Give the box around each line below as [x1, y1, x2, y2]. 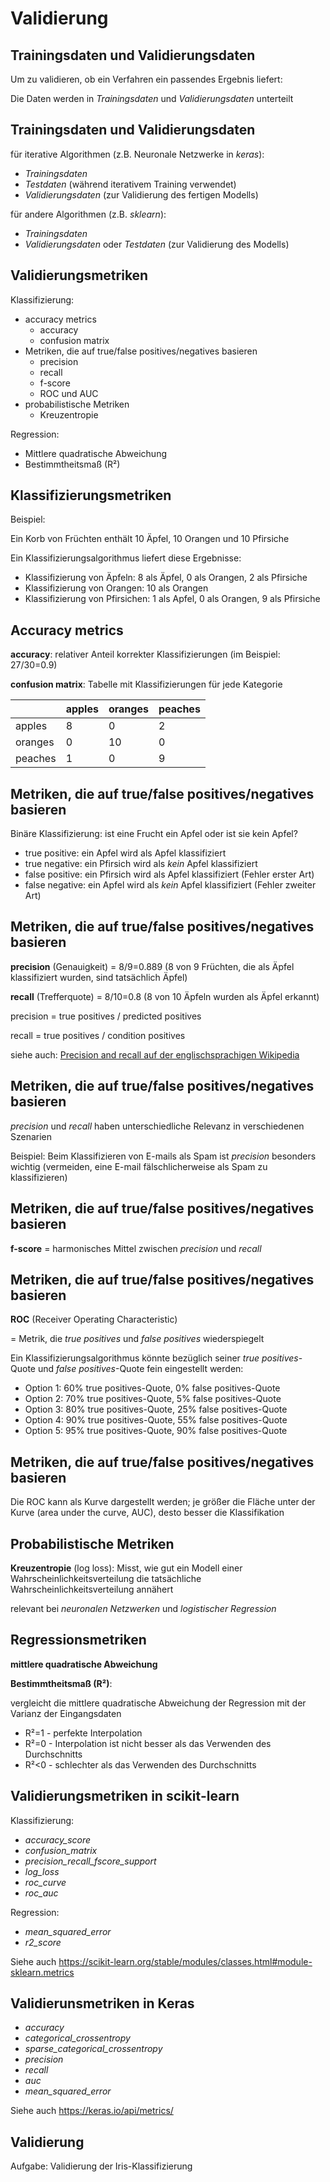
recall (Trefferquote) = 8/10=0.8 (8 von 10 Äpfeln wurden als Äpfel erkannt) [10, 990, 320, 1002]
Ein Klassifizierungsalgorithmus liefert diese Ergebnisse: [10, 552, 242, 564]
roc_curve [24, 1876, 67, 1888]
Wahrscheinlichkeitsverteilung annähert [10, 1583, 174, 1595]
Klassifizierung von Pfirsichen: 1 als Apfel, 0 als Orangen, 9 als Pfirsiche [24, 593, 321, 605]
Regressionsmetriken [10, 1632, 147, 1649]
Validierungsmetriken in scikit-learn [10, 1788, 240, 1805]
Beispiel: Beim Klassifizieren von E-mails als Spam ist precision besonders [10, 1150, 317, 1162]
